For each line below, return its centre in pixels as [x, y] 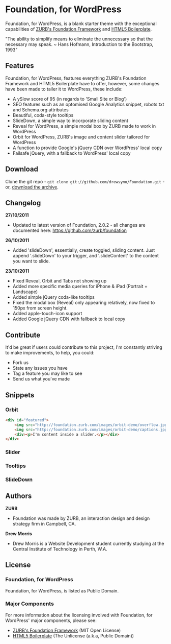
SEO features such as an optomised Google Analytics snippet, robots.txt [88, 104]
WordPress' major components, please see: [51, 620]
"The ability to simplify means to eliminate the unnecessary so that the [79, 39]
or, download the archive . [32, 187]
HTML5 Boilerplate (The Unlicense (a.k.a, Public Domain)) [73, 636]
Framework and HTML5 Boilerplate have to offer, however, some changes [82, 83]
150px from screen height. [40, 308]
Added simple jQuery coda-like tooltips [54, 297]
